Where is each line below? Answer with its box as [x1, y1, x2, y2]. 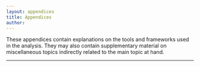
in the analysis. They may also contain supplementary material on [6, 42, 167, 49]
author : [6, 20, 26, 25]
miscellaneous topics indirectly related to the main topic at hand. [6, 49, 165, 56]
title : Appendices [6, 14, 52, 20]
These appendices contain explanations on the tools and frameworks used [6, 36, 189, 43]
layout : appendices [6, 8, 55, 15]
